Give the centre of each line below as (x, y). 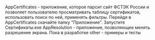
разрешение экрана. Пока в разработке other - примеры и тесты (73, 33)
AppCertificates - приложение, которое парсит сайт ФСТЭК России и (77, 7)
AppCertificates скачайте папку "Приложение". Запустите (65, 22)
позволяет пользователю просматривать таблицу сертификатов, (73, 12)
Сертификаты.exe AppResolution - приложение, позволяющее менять (77, 27)
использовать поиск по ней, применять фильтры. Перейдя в (68, 17)
